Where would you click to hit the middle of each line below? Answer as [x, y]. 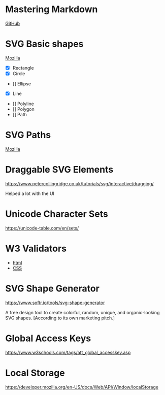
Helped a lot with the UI [30, 193]
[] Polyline [23, 104]
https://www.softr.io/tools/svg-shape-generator [55, 303]
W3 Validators [36, 249]
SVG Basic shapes [44, 44]
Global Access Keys [48, 338]
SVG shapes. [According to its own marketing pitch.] [60, 318]
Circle [19, 73]
